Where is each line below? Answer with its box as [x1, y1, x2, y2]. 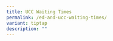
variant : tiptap [6, 20, 47, 26]
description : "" [6, 25, 47, 32]
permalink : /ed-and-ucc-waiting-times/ [6, 14, 108, 20]
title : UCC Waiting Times [6, 8, 72, 15]
